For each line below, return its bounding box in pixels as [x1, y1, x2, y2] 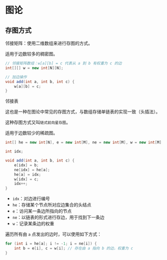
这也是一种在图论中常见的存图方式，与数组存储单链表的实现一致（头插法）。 [5, 108, 161, 115]
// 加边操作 [5, 74, 27, 79]
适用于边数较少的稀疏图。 [5, 130, 58, 136]
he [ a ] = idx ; [14, 172, 41, 177]
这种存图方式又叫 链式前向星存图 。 [5, 119, 71, 125]
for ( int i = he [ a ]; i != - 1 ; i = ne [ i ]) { [5, 241, 97, 246]
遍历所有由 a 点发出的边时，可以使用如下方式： [5, 231, 102, 237]
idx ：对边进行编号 [12, 195, 50, 201]
